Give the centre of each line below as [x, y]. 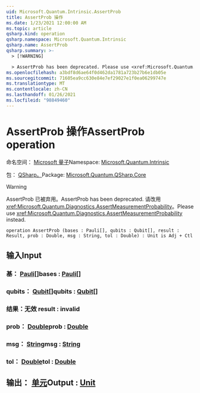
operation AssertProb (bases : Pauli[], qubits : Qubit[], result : [93, 231]
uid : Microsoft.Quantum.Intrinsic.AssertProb [63, 12]
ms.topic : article [29, 28]
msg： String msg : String [43, 344]
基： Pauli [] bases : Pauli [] [44, 274]
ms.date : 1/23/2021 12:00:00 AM [46, 23]
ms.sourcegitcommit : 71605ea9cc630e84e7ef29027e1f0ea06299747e [86, 78]
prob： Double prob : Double [47, 326]
